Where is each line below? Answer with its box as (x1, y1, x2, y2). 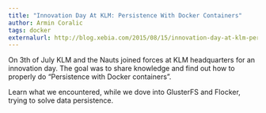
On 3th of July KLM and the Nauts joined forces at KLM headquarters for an (8, 55, 256, 65)
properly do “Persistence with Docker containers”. (8, 72, 172, 81)
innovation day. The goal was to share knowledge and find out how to (8, 64, 235, 73)
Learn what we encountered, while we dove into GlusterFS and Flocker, (8, 88, 241, 97)
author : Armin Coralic (8, 19, 83, 27)
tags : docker (8, 26, 51, 34)
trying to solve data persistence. (8, 96, 113, 105)
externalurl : (8, 33, 51, 42)
